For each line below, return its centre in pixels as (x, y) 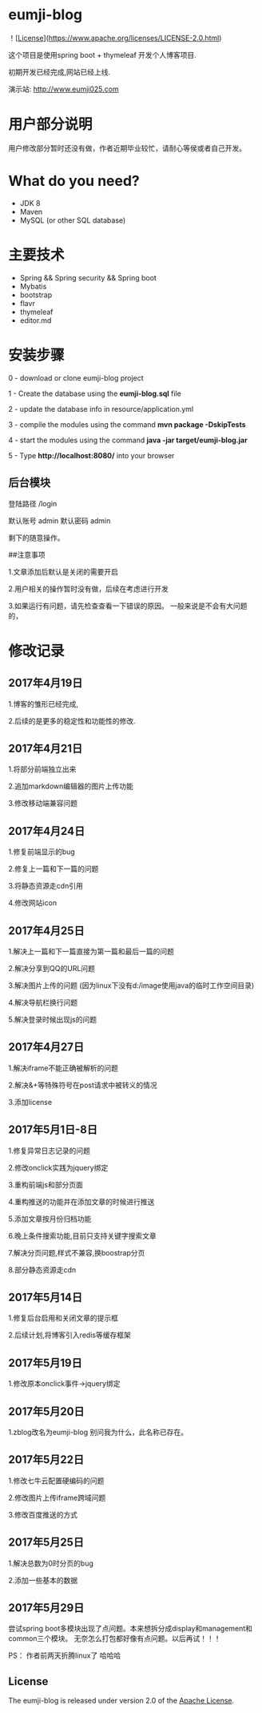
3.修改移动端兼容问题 (43, 804)
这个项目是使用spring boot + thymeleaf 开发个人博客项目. (103, 54)
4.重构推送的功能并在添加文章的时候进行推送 (81, 1201)
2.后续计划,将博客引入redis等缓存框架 (70, 1335)
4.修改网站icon (33, 903)
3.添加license (30, 1102)
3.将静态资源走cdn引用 (46, 886)
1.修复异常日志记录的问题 (49, 1151)
